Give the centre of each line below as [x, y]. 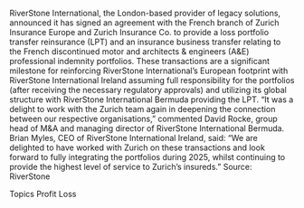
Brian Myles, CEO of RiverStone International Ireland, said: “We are [133, 138]
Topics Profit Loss [43, 194]
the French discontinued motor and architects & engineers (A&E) [129, 52]
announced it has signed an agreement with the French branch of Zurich [144, 23]
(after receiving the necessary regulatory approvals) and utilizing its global [148, 90]
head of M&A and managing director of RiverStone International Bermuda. [147, 128]
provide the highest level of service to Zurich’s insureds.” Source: [131, 167]
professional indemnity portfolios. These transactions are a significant [139, 61]
